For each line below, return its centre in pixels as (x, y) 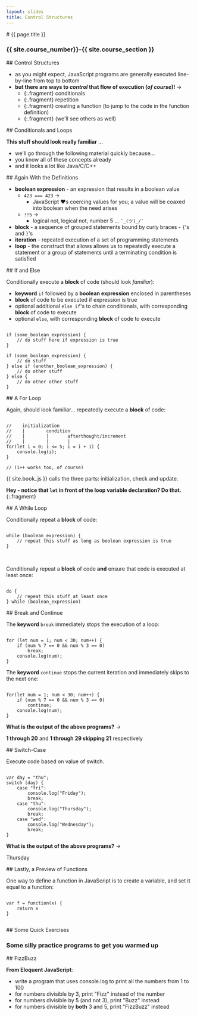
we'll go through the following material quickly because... (85, 153)
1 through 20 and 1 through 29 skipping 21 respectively (74, 738)
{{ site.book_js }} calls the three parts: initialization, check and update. (92, 478)
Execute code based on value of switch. (55, 761)
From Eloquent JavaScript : (40, 970)
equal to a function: (30, 887)
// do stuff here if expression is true (68, 340)
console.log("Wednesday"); (61, 824)
